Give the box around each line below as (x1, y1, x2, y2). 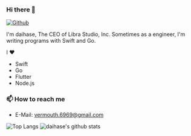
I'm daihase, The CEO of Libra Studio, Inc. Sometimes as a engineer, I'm (6, 31, 186, 38)
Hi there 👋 (6, 5, 36, 14)
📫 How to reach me (6, 95, 65, 104)
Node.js (15, 79, 35, 87)
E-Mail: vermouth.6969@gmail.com (15, 111, 104, 118)
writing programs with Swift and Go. (6, 37, 96, 45)
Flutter (15, 73, 32, 81)
